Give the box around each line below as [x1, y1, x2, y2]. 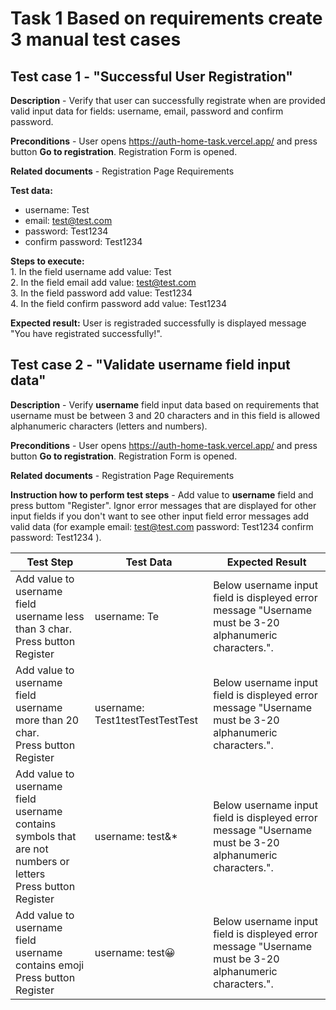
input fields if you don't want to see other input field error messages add [10, 510, 309, 522]
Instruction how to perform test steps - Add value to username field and [10, 488, 314, 501]
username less [15, 609, 85, 623]
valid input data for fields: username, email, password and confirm [10, 105, 284, 117]
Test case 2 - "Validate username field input [10, 357, 291, 374]
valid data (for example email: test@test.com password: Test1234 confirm [10, 520, 314, 532]
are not [15, 842, 49, 856]
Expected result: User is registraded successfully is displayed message [10, 317, 307, 329]
